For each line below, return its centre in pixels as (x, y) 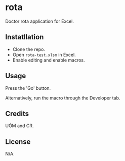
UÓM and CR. (19, 126)
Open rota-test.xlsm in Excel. (44, 55)
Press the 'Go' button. (28, 88)
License (18, 142)
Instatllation (25, 37)
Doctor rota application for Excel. (40, 21)
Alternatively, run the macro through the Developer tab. (63, 98)
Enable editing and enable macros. (49, 60)
